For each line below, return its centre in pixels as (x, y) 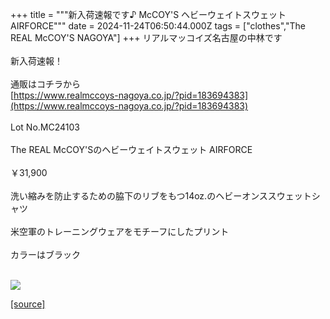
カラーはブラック (45, 254)
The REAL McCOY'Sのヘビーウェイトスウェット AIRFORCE (131, 149)
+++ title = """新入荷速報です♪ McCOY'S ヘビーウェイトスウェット (148, 14)
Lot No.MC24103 (45, 127)
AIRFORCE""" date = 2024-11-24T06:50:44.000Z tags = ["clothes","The (158, 26)
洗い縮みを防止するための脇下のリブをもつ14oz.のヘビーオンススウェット (161, 196)
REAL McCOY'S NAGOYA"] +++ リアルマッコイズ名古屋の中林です (146, 37)
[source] (28, 304)
